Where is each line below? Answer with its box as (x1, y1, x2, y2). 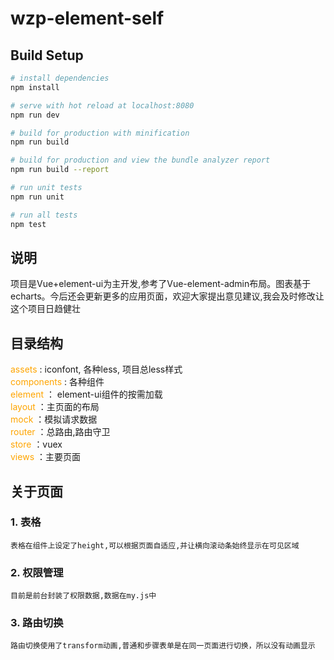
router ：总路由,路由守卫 (10, 426, 111, 438)
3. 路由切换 (10, 616, 64, 630)
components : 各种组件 (10, 376, 105, 388)
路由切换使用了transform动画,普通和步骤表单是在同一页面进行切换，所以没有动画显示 (10, 641, 316, 651)
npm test (10, 219, 47, 229)
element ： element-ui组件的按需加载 (10, 388, 163, 401)
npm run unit (10, 192, 65, 202)
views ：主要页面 (10, 451, 81, 463)
